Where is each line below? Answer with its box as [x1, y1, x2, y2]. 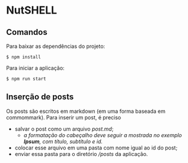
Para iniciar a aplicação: [6, 64, 65, 71]
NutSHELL [6, 4, 58, 17]
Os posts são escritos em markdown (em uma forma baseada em [6, 107, 166, 115]
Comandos [6, 27, 47, 37]
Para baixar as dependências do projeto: [6, 43, 106, 50]
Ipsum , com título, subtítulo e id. [23, 138, 103, 145]
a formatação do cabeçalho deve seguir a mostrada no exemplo [23, 131, 182, 139]
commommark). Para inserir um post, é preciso [6, 113, 122, 121]
